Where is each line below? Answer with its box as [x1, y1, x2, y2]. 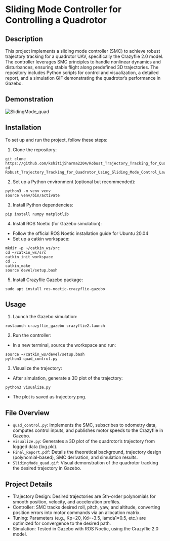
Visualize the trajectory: [12, 365, 62, 371]
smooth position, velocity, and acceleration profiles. [12, 499, 120, 505]
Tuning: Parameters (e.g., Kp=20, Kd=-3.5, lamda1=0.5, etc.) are [12, 515, 146, 521]
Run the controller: [12, 332, 52, 339]
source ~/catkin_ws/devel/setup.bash [5, 352, 85, 357]
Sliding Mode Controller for [5, 4, 122, 15]
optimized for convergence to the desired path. [12, 520, 111, 526]
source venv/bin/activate [5, 193, 60, 198]
